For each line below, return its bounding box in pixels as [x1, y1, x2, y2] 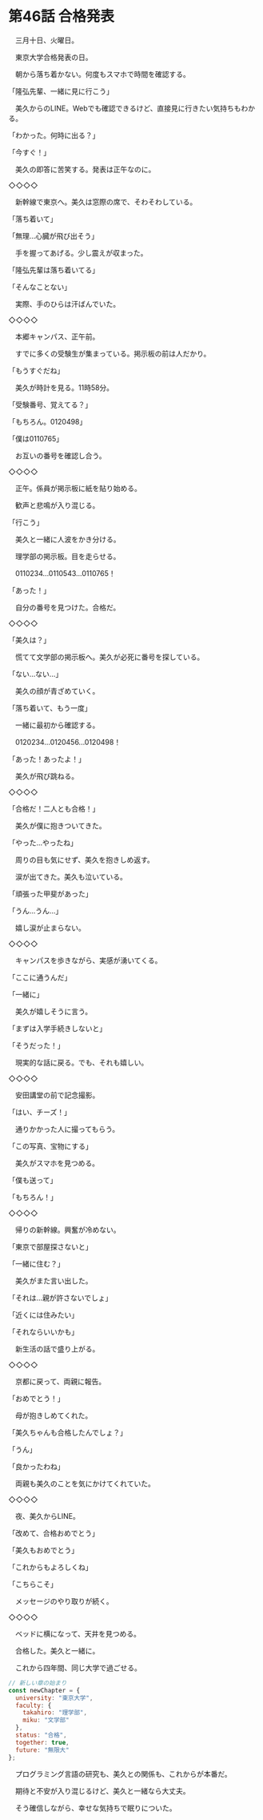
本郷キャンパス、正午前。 [14, 332, 100, 341]
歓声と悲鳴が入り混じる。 [14, 500, 100, 509]
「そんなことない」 [8, 282, 72, 292]
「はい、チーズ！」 [8, 1107, 72, 1117]
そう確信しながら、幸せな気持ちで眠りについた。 [14, 1803, 177, 1813]
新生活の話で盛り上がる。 [14, 1343, 100, 1354]
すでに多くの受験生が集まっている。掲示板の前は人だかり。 [14, 348, 211, 358]
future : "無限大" [15, 1746, 70, 1754]
